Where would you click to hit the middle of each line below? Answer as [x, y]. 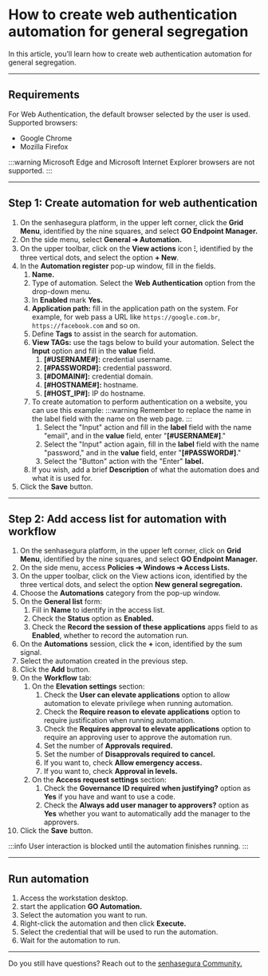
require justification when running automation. [119, 720]
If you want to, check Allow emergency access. [123, 763]
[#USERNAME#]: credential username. [108, 359]
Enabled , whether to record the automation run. [110, 636]
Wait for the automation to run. [70, 941]
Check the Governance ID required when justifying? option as [147, 788]
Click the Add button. [55, 669]
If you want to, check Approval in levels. [110, 772]
